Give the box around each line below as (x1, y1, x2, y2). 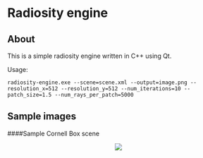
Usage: (7, 66, 28, 73)
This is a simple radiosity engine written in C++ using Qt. (7, 51, 172, 60)
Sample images (7, 111, 77, 123)
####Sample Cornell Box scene (7, 129, 100, 138)
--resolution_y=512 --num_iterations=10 (61, 85, 181, 92)
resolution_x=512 (7, 85, 59, 92)
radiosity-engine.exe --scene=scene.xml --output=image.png (7, 79, 188, 86)
